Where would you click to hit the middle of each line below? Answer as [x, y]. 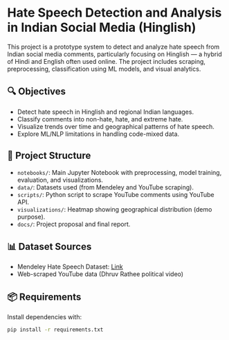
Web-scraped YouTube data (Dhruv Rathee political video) [100, 274]
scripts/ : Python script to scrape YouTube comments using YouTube [116, 194]
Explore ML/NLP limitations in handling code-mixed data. [98, 134]
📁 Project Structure [49, 156]
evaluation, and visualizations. [60, 180]
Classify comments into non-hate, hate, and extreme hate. [100, 119]
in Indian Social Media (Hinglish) [102, 27]
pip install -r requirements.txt [55, 330]
